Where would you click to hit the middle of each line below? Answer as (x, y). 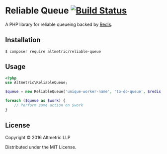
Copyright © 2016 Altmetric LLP (38, 137)
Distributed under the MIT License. (41, 147)
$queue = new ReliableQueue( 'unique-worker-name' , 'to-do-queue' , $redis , (84, 92)
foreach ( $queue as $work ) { (35, 101)
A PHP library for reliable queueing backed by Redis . (59, 24)
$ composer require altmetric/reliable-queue (53, 51)
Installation (23, 40)
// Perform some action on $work (49, 105)
